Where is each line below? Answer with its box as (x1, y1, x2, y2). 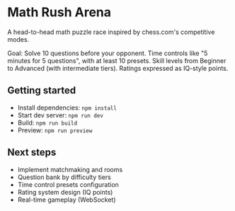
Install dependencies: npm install (17, 103, 117, 112)
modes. (7, 35, 30, 43)
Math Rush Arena (7, 4, 112, 21)
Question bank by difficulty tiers (17, 173, 111, 181)
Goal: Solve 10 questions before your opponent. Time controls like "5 (7, 49, 208, 57)
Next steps (7, 147, 57, 159)
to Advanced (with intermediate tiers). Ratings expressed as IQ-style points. (7, 64, 229, 72)
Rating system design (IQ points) (17, 188, 113, 196)
